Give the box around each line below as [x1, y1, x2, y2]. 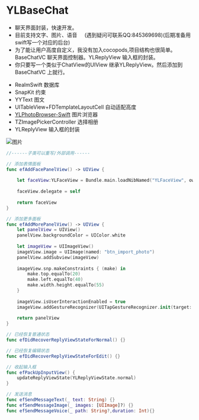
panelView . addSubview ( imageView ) [17, 254, 99, 260]
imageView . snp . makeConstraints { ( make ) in [17, 266, 126, 271]
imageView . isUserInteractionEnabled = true [17, 298, 126, 305]
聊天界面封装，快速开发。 [14, 24, 78, 31]
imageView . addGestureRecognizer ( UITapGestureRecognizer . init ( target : [17, 304, 192, 310]
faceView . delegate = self [17, 188, 81, 195]
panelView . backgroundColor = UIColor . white [17, 232, 126, 238]
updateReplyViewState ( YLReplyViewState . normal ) [17, 375, 136, 381]
